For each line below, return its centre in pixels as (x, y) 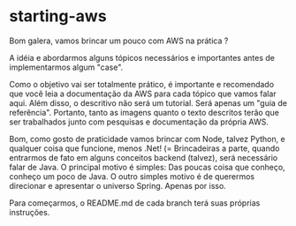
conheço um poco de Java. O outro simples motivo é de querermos (132, 176)
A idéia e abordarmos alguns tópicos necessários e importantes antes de (142, 57)
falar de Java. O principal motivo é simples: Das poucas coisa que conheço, (147, 167)
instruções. (30, 212)
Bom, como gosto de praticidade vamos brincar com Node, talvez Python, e (147, 139)
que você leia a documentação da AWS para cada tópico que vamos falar (143, 94)
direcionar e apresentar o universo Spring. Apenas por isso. (118, 185)
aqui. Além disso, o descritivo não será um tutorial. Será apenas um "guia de (148, 102)
